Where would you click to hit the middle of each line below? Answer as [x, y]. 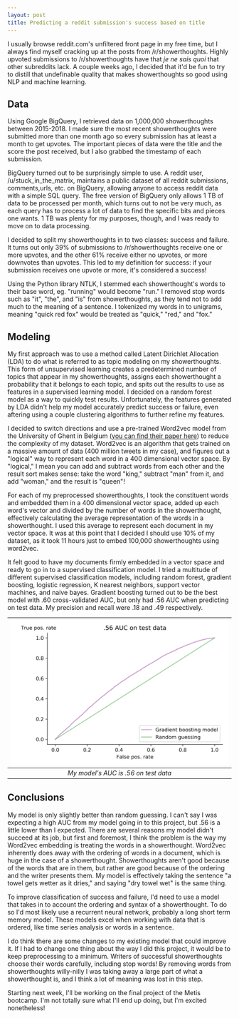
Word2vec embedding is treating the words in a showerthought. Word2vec [117, 845]
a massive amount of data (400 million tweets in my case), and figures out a [118, 451]
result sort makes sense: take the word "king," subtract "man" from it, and [116, 474]
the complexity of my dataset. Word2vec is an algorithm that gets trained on [119, 444]
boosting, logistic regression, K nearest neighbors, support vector [104, 585]
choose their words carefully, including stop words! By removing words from [119, 964]
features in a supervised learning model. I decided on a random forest [110, 392]
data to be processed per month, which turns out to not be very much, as [115, 203]
